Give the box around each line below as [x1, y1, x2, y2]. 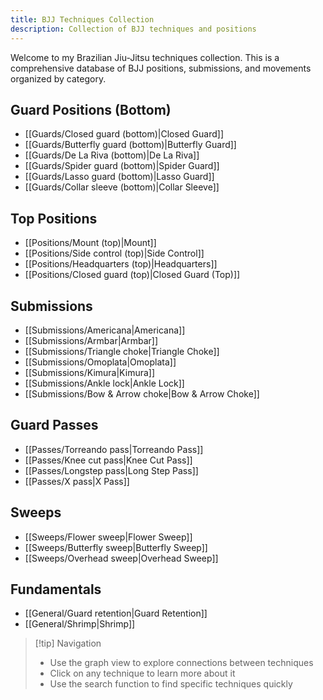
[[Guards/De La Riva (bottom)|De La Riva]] [24, 149, 200, 161]
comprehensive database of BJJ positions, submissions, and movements [10, 62, 312, 74]
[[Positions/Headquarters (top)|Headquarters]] [24, 258, 218, 270]
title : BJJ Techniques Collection [10, 14, 155, 25]
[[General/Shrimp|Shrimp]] [24, 618, 136, 630]
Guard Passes [10, 417, 99, 434]
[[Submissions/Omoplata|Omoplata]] [24, 356, 177, 368]
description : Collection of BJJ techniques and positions [10, 24, 257, 34]
